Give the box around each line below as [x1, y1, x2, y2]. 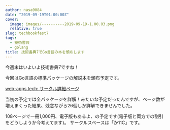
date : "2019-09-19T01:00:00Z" [5, 12, 70, 17]
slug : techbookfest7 [5, 31, 49, 36]
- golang [10, 45, 28, 50]
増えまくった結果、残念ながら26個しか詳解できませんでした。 [5, 102, 135, 108]
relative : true [10, 26, 42, 31]
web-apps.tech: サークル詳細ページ [5, 85, 80, 91]
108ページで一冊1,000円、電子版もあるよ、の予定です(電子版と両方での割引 [5, 113, 163, 119]
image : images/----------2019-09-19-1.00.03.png [10, 21, 115, 27]
